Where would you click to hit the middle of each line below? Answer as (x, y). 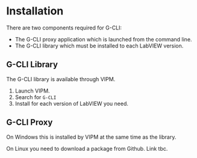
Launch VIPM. (32, 91)
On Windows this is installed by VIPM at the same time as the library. (91, 137)
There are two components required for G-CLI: (64, 28)
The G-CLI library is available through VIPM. (61, 79)
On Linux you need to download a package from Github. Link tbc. (87, 148)
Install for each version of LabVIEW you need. (71, 103)
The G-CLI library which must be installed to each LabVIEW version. (99, 46)
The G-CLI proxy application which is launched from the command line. (103, 39)
